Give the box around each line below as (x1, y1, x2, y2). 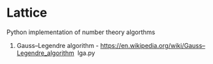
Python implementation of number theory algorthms (6, 28, 156, 36)
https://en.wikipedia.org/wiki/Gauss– (100, 41, 206, 49)
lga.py (77, 49, 95, 57)
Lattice (6, 5, 48, 21)
